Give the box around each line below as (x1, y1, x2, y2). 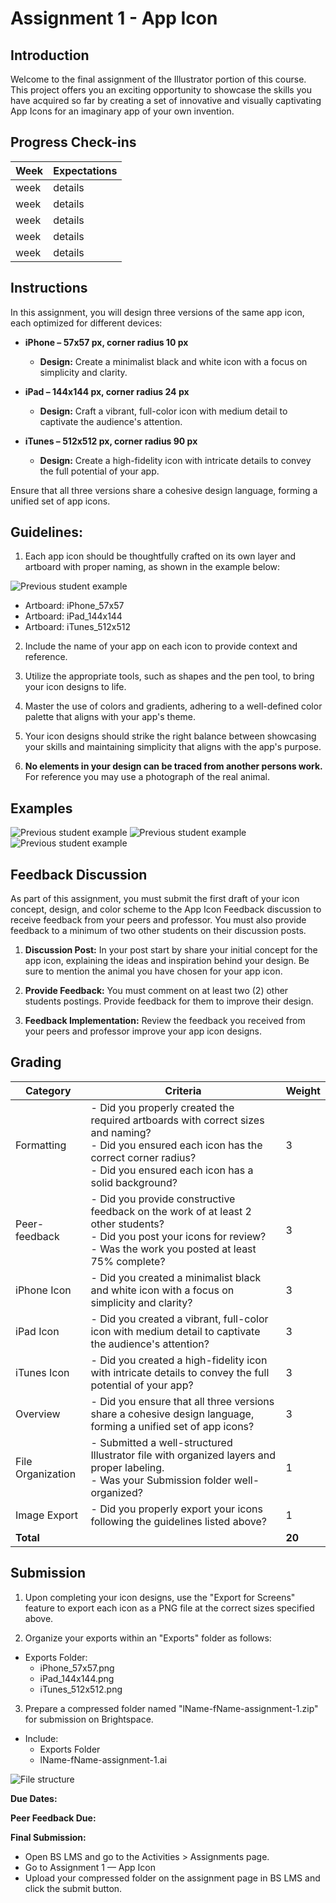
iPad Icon (15, 1324, 60, 1338)
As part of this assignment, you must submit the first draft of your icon (10, 893, 300, 905)
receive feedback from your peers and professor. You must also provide (10, 914, 307, 926)
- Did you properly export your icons (90, 1502, 263, 1516)
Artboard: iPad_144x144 (24, 610, 123, 622)
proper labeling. (90, 1460, 165, 1474)
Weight (285, 1083, 321, 1097)
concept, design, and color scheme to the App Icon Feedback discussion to (10, 903, 322, 916)
